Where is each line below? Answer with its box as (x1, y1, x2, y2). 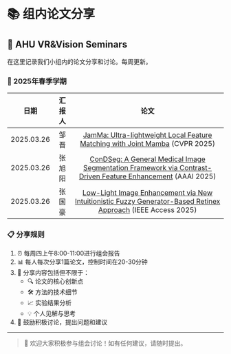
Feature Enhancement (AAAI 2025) (102, 171, 217, 181)
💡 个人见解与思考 (27, 309, 76, 317)
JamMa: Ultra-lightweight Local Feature (82, 130, 212, 140)
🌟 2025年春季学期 (7, 76, 67, 86)
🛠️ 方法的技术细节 (27, 287, 78, 296)
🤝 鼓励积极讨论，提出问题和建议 (16, 317, 108, 326)
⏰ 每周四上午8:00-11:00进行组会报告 (16, 249, 120, 257)
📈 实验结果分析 (27, 298, 72, 306)
